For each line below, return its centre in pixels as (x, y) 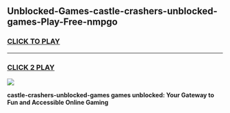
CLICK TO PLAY (34, 42)
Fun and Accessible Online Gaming (58, 102)
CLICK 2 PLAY (31, 67)
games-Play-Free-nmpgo (62, 22)
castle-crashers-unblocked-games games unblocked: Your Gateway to (111, 95)
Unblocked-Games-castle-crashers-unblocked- (112, 11)
